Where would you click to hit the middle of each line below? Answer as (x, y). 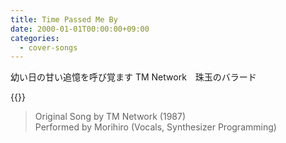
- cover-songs (48, 47)
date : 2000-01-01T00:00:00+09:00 (80, 29)
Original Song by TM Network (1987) (110, 117)
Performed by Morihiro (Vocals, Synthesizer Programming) (155, 127)
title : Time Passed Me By (64, 19)
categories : (35, 38)
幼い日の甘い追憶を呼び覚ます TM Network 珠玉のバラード (133, 77)
